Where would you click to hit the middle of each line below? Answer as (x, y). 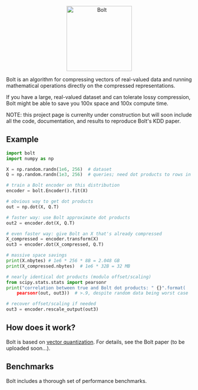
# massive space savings (37, 255)
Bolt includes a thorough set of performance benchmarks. (77, 381)
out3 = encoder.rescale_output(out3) (52, 309)
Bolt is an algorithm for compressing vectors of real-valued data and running (99, 79)
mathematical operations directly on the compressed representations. (91, 86)
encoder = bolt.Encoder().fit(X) (47, 191)
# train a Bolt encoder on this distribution (63, 186)
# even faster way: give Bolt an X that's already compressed (84, 234)
